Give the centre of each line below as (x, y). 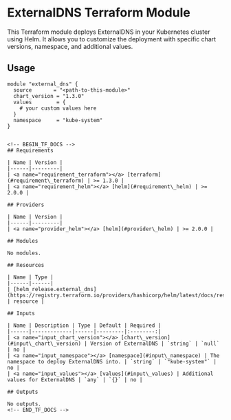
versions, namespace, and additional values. (70, 46)
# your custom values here (58, 108)
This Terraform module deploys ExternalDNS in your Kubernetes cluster (109, 32)
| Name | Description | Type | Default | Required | (84, 326)
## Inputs (21, 313)
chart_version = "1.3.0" (49, 96)
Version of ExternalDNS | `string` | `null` (155, 343)
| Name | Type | (30, 277)
